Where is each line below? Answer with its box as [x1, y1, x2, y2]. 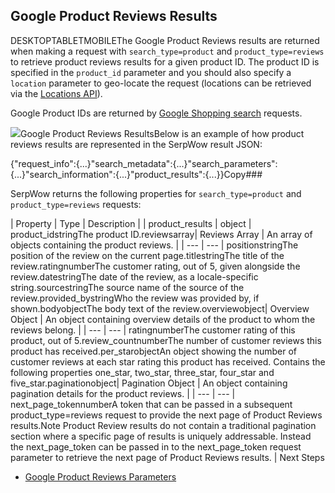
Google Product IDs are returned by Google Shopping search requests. [10, 107, 303, 119]
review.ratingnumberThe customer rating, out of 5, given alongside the [10, 260, 301, 272]
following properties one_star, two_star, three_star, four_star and [10, 366, 275, 378]
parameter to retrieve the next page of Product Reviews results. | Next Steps [10, 451, 325, 463]
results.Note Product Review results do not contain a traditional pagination [10, 419, 317, 431]
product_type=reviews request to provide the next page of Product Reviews [10, 409, 323, 421]
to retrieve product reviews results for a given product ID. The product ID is [10, 55, 320, 68]
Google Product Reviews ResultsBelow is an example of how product [20, 127, 305, 139]
